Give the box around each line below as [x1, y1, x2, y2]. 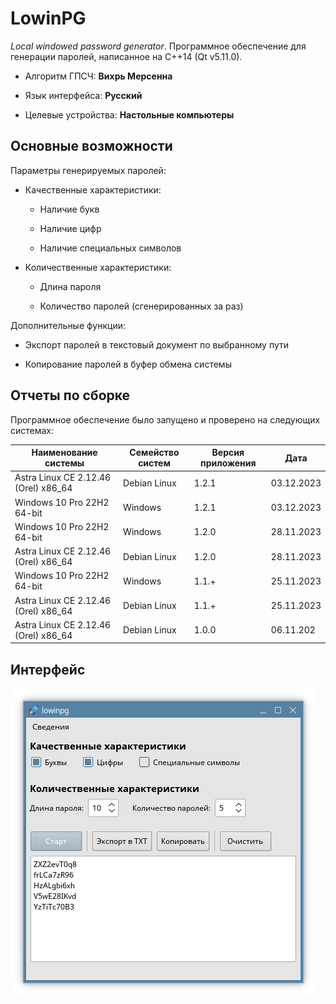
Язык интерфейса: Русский [24, 89, 143, 101]
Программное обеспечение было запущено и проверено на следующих [10, 413, 321, 426]
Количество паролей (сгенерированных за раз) [39, 300, 244, 312]
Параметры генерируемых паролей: [10, 164, 167, 176]
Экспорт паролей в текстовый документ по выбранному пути [24, 338, 290, 351]
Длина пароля [39, 280, 102, 292]
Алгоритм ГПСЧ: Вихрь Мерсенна [24, 70, 173, 82]
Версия [211, 447, 245, 459]
